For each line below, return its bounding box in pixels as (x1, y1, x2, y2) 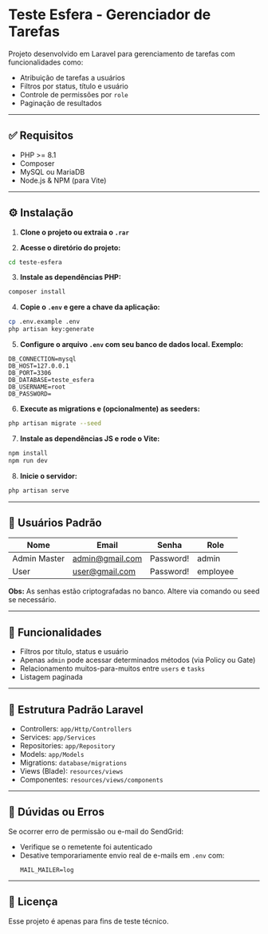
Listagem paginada (19, 672, 84, 682)
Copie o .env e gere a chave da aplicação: (19, 302, 160, 312)
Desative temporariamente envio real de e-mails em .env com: (19, 850, 225, 860)
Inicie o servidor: (19, 471, 77, 480)
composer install (8, 288, 66, 296)
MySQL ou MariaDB (19, 167, 85, 176)
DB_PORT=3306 (8, 369, 52, 377)
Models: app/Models (19, 750, 85, 759)
